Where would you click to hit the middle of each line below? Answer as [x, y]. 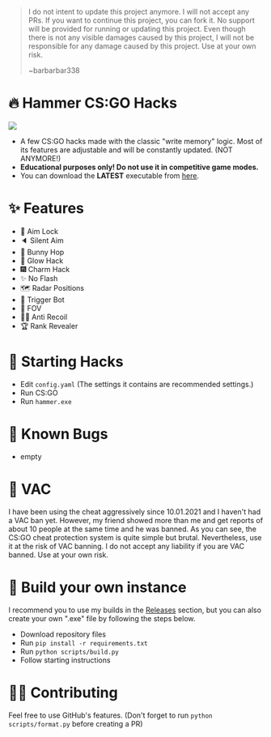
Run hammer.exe [46, 401]
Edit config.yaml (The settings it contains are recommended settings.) [137, 384]
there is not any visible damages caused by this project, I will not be [141, 37]
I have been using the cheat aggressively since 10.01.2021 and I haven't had [135, 511]
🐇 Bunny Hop [42, 252]
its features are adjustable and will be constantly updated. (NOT [126, 150]
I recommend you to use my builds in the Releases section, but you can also [135, 610]
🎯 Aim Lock [39, 231]
